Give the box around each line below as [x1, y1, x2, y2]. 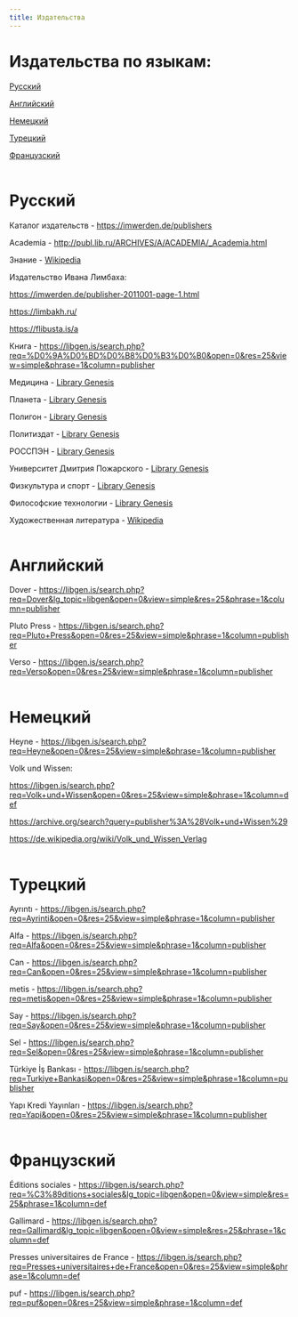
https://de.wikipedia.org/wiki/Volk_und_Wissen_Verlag [9, 834, 207, 844]
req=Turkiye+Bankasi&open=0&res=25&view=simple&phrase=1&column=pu [9, 1073, 288, 1084]
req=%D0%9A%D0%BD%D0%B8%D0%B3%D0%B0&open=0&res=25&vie [9, 350, 287, 360]
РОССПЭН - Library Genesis [9, 446, 115, 457]
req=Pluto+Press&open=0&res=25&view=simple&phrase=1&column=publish [9, 630, 289, 641]
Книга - [9, 340, 38, 351]
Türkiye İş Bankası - [9, 1064, 82, 1075]
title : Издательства [9, 12, 86, 22]
